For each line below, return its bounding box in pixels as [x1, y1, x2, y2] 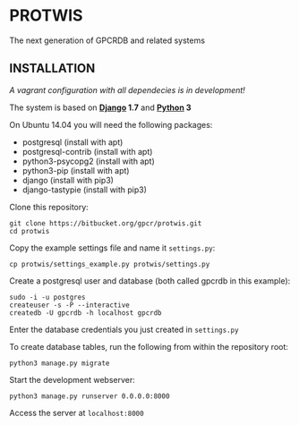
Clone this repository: [9, 201, 90, 212]
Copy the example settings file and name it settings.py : [9, 242, 216, 253]
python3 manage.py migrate [9, 359, 110, 368]
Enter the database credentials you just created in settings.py [9, 324, 239, 335]
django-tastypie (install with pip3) [21, 184, 148, 195]
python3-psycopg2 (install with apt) [21, 156, 155, 166]
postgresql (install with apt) [21, 136, 124, 148]
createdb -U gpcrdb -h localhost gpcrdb [9, 308, 163, 318]
